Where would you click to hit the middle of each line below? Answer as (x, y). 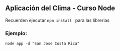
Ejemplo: (16, 33)
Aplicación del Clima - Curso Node (60, 8)
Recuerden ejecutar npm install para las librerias (57, 20)
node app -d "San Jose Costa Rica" (42, 44)
